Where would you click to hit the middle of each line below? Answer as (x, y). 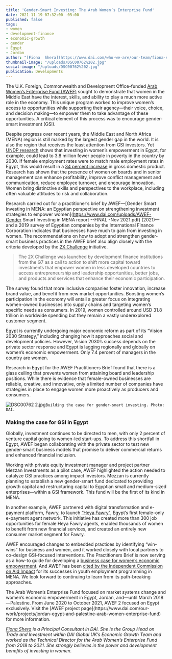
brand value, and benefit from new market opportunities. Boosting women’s (85, 294)
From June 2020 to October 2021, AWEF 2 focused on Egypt (96, 603)
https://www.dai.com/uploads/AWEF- (112, 214)
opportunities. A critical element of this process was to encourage (75, 119)
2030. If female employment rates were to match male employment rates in (85, 161)
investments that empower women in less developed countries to (87, 268)
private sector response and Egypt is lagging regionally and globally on (80, 347)
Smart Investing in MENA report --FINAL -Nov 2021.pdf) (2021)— (91, 220)
